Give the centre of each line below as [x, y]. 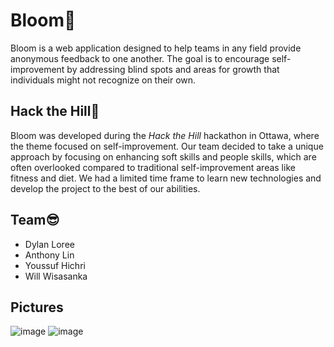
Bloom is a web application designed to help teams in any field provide [156, 48]
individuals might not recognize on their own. [103, 80]
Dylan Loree [49, 244]
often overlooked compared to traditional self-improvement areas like [153, 167]
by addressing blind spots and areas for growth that [173, 69]
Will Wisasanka [56, 276]
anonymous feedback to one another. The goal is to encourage [140, 58]
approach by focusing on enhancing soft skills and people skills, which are [163, 156]
